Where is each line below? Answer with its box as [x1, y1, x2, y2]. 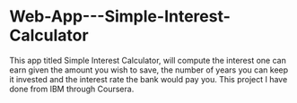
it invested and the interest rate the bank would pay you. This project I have [9, 73, 288, 84]
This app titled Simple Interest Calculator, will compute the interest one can [9, 55, 287, 65]
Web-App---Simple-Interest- [9, 6, 231, 27]
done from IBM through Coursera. [9, 83, 135, 94]
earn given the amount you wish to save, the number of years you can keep [9, 64, 289, 75]
